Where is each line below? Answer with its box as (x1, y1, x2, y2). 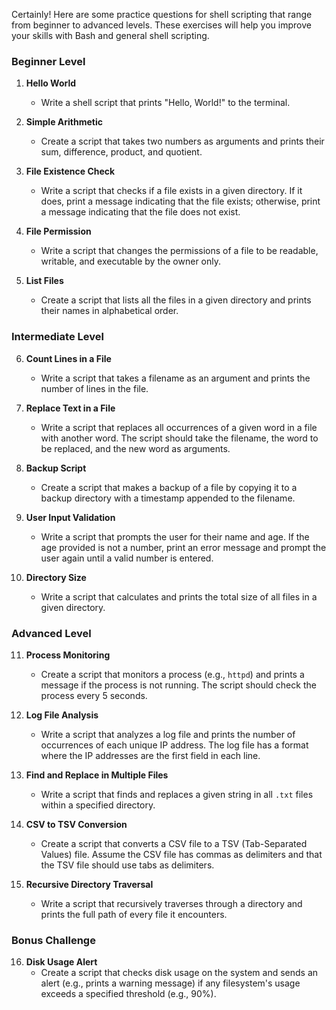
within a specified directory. (40, 799, 156, 811)
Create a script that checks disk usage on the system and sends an (40, 967, 319, 979)
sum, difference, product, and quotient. (40, 146, 203, 158)
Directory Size (25, 571, 87, 583)
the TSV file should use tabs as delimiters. (40, 859, 215, 871)
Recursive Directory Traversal (25, 878, 154, 890)
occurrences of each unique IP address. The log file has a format (40, 739, 309, 751)
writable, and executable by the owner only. (40, 255, 221, 268)
